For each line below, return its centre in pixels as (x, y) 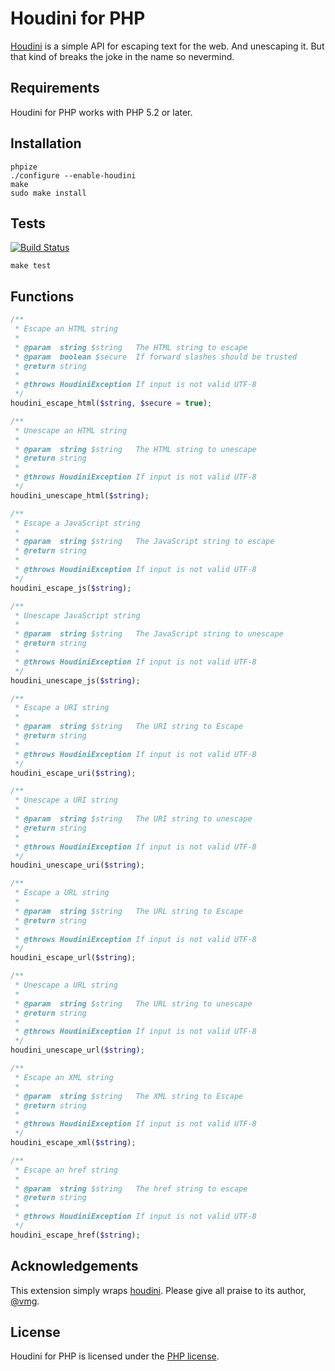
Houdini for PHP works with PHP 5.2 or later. (101, 112)
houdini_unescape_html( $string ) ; (80, 495)
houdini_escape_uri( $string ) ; (73, 773)
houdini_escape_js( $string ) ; (71, 588)
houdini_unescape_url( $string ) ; (77, 1050)
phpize (24, 167)
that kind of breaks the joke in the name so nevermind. (122, 56)
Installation (46, 143)
